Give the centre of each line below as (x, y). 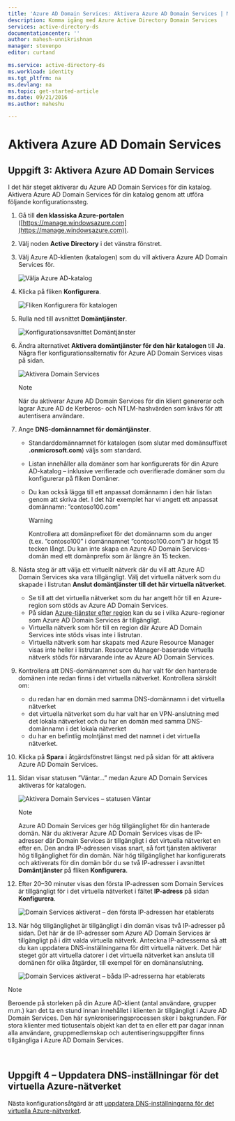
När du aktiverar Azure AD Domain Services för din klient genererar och (121, 401)
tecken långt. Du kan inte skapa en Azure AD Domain (104, 549)
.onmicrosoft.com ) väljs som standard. (85, 450)
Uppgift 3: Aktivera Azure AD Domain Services (111, 170)
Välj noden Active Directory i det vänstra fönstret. (90, 244)
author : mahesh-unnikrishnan (50, 40)
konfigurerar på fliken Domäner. (74, 479)
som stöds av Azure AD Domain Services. (108, 605)
